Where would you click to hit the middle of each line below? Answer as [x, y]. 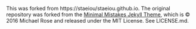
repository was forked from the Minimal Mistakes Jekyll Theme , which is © [98, 14]
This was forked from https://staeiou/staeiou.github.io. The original [88, 8]
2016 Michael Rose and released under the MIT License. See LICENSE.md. [97, 21]
